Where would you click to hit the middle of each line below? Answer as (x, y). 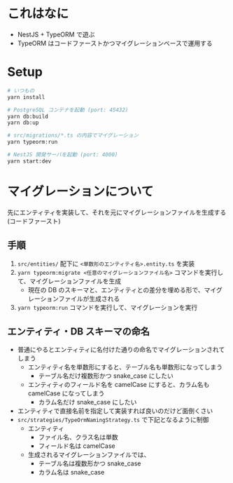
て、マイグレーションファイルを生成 (69, 281)
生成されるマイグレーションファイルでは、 (89, 455)
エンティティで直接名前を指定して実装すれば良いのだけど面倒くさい (115, 411)
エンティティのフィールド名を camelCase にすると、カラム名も (119, 385)
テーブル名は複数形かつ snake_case (90, 463)
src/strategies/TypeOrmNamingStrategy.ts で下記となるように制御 (113, 420)
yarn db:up (23, 123)
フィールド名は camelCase (77, 446)
